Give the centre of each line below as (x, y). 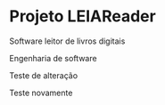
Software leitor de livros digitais (67, 41)
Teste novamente (41, 93)
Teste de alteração (44, 75)
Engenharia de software (53, 58)
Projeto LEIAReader (82, 16)
